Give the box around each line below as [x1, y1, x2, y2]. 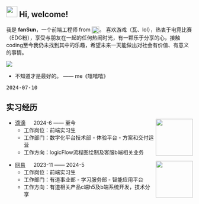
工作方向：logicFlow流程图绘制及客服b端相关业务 [23, 149, 144, 156]
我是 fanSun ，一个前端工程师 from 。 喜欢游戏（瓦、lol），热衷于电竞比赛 [6, 26, 192, 33]
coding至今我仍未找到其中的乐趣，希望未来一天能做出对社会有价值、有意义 [6, 41, 190, 48]
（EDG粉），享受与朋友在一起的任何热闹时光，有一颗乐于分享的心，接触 [6, 34, 181, 41]
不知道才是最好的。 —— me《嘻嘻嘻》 [14, 72, 109, 80]
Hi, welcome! [18, 9, 69, 19]
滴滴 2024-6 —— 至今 [14, 119, 76, 126]
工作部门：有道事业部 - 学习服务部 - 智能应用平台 [23, 176, 144, 183]
